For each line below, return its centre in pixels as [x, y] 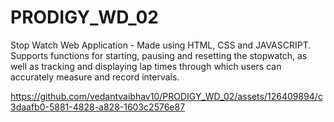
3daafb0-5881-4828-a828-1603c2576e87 [98, 107]
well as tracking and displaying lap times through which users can [146, 66]
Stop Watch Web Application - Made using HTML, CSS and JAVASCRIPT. [161, 45]
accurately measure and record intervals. [95, 77]
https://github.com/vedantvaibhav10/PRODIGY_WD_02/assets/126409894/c [166, 96]
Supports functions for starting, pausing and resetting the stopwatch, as [159, 55]
